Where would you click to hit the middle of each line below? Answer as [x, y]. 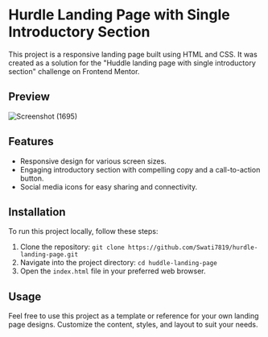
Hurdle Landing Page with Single [120, 15]
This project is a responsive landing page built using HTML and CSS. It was [133, 54]
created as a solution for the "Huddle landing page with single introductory [132, 63]
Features [31, 141]
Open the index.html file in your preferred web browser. [113, 271]
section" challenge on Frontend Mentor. [74, 71]
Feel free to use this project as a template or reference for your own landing [134, 316]
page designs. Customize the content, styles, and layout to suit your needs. [134, 325]
